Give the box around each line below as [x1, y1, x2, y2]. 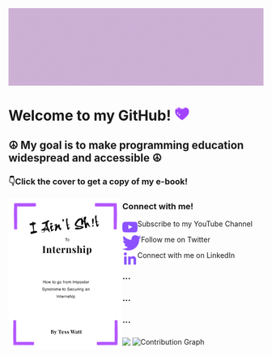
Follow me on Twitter [140, 235, 210, 245]
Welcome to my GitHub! [8, 106, 172, 125]
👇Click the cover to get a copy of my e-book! [8, 176, 189, 187]
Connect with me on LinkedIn [137, 251, 236, 260]
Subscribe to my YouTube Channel [137, 219, 253, 229]
